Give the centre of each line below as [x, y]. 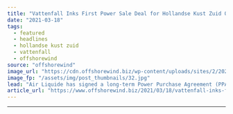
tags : [15, 26]
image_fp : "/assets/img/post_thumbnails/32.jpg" [79, 78]
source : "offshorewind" [42, 65]
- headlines [31, 39]
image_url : [23, 71]
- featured [29, 33]
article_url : [26, 91]
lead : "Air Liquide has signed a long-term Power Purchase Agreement [110, 84]
